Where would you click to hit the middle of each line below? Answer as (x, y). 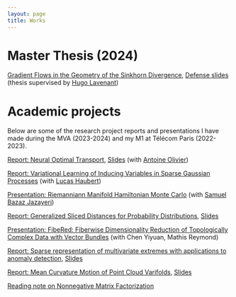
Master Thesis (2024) (73, 56)
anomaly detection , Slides (45, 259)
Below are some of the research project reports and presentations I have (113, 131)
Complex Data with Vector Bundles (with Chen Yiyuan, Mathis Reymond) (113, 237)
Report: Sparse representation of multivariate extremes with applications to (117, 251)
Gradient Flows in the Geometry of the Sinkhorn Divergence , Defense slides (118, 75)
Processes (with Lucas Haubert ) (54, 181)
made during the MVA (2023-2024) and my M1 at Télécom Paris (101, 138)
